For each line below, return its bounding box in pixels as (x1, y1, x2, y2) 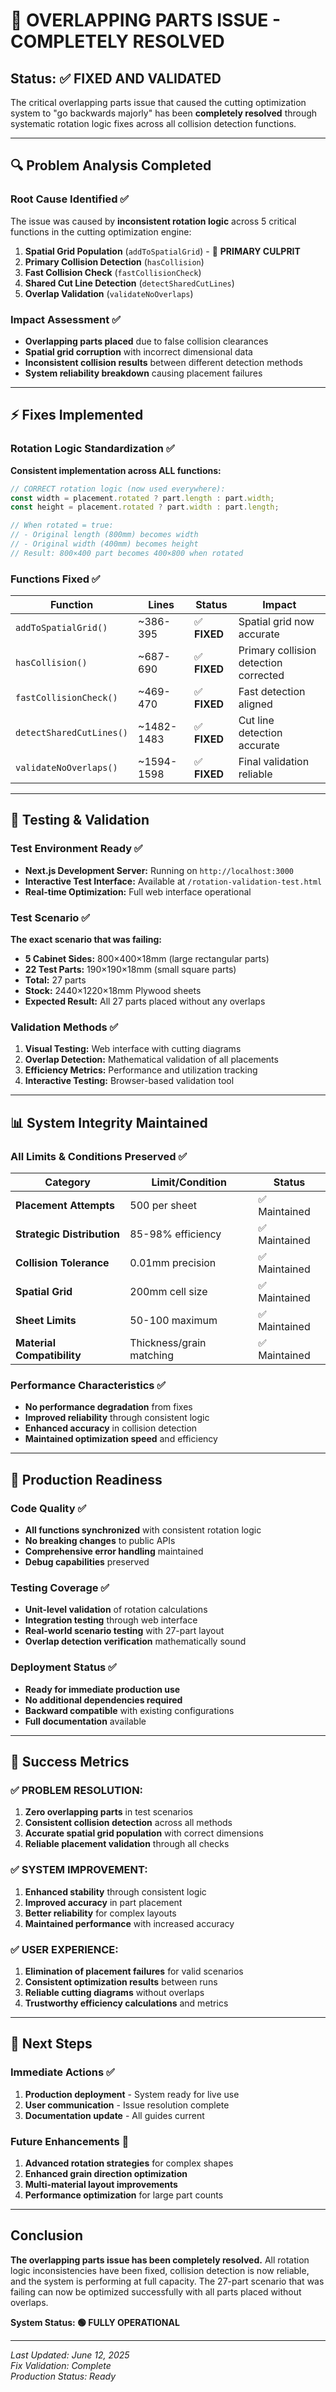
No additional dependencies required (24, 1694, 183, 1706)
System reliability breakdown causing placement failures (24, 367, 263, 379)
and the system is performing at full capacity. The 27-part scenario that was (10, 2275, 325, 2287)
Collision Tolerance (15, 1256, 110, 1270)
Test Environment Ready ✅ (10, 842, 143, 856)
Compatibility (15, 1349, 82, 1363)
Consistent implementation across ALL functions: (10, 464, 222, 476)
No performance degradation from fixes (24, 1401, 193, 1413)
